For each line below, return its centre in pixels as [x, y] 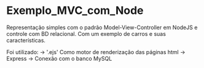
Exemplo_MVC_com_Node [75, 11]
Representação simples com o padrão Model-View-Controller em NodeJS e [102, 27]
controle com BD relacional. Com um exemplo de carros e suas [86, 33]
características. [26, 40]
